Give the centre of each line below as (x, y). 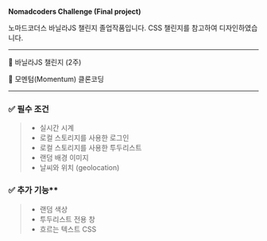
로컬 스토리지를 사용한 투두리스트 (91, 148)
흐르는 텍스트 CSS (68, 229)
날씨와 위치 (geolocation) (79, 168)
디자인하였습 (238, 28)
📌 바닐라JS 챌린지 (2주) (45, 62)
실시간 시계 (56, 128)
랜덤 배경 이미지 (64, 157)
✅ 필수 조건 (29, 109)
